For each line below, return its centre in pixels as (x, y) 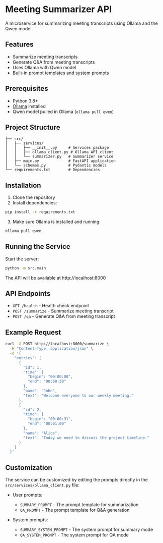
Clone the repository (34, 197)
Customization (29, 468)
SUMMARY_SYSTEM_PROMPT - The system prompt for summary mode (87, 530)
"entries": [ (28, 358)
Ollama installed (29, 106)
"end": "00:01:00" (47, 424)
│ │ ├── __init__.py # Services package (57, 148)
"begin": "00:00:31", (50, 419)
